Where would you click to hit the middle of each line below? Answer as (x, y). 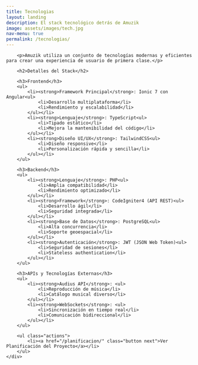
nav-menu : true (25, 34)
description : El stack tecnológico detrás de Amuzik (73, 23)
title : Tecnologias (30, 12)
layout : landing (26, 17)
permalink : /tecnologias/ (38, 39)
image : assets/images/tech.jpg (45, 28)
